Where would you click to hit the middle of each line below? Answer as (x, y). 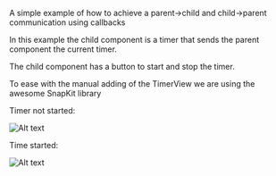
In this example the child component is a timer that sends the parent (134, 40)
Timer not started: (42, 110)
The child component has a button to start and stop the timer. (122, 67)
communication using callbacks (67, 22)
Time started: (34, 145)
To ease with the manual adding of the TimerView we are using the (132, 84)
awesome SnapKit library (55, 93)
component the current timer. (63, 49)
